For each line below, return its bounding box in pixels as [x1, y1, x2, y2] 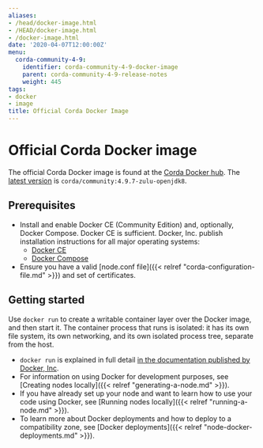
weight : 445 [22, 78, 62, 85]
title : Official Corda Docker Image [8, 108, 129, 116]
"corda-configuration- [182, 262, 255, 271]
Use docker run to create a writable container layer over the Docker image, [8, 314, 252, 324]
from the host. [8, 340, 54, 349]
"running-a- [209, 397, 248, 406]
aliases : [8, 11, 37, 20]
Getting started [8, 294, 85, 307]
